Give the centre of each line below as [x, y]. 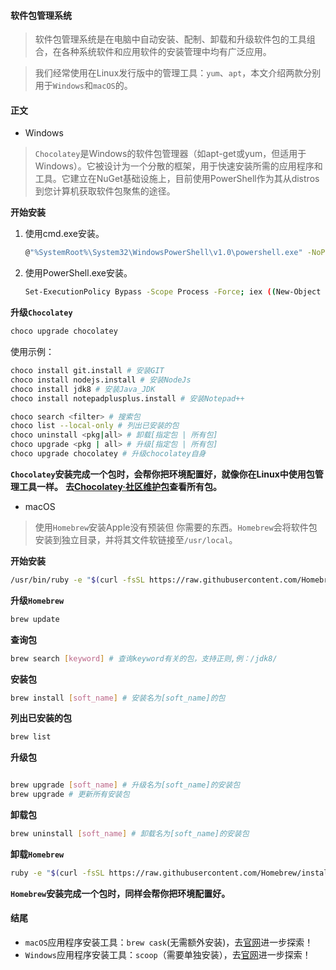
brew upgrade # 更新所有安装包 [70, 795]
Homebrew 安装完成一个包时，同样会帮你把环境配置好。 [120, 893]
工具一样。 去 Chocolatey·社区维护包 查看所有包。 [120, 486]
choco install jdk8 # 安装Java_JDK [83, 389]
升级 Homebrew [37, 600]
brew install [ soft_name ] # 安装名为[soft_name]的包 [118, 698]
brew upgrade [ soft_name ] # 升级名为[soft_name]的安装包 [125, 785]
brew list [31, 737]
